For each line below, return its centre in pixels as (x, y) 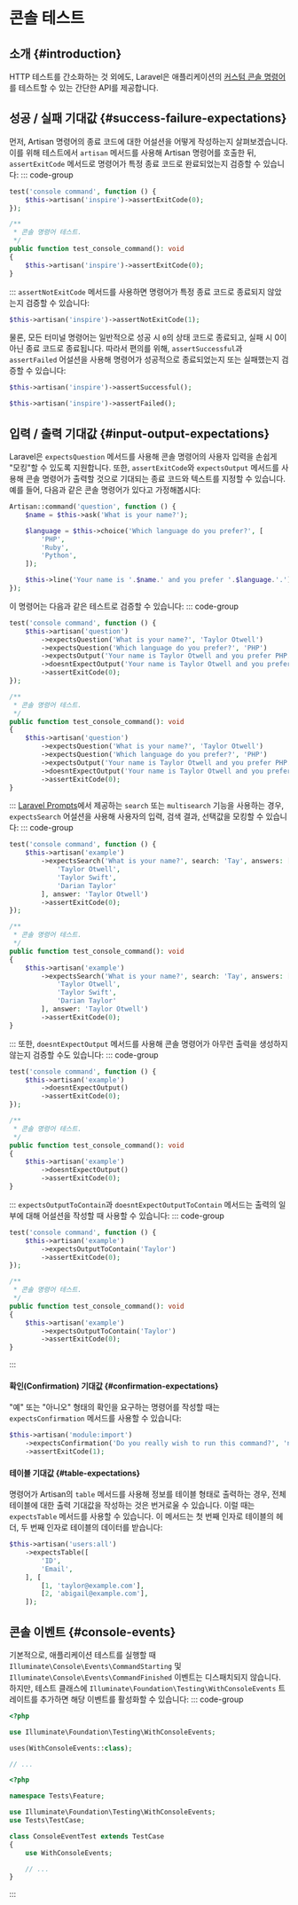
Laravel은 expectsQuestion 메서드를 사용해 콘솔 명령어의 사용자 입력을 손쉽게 (143, 457)
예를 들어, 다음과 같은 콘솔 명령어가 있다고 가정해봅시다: (105, 490)
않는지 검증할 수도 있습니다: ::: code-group (84, 1055)
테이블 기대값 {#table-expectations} (74, 1473)
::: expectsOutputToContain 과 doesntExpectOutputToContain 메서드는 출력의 (143, 1204)
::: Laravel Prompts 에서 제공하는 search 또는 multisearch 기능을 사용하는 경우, (147, 806)
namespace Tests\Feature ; (57, 1796)
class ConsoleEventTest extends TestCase (87, 1836)
